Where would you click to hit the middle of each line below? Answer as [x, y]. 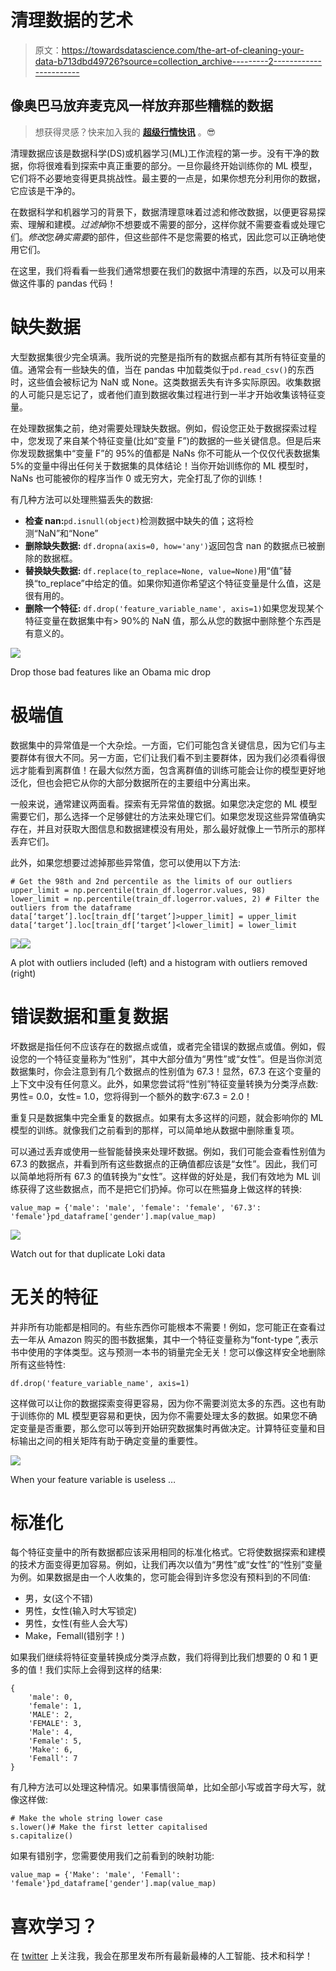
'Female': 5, [55, 1741]
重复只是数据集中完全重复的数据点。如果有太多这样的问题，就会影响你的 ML [167, 1117]
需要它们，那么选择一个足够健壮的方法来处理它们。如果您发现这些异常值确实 [168, 816]
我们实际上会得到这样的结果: [103, 1670]
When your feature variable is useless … [93, 1479]
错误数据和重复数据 [89, 1016]
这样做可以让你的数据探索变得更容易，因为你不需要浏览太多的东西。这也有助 [168, 1403]
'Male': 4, [51, 1732]
